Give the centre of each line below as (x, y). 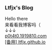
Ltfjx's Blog (19, 8)
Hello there (16, 19)
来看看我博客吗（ (23, 25)
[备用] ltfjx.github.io (25, 42)
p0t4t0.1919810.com (26, 36)
